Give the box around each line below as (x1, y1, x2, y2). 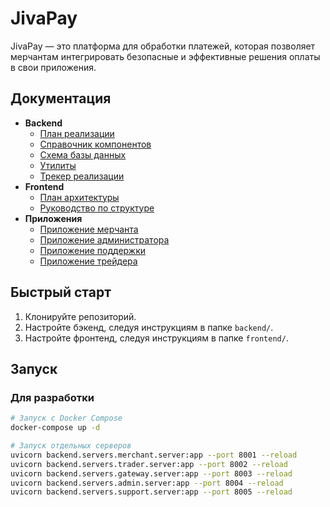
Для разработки (10, 390, 95, 404)
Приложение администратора (39, 233, 170, 246)
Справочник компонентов (39, 138, 152, 150)
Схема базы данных (39, 148, 127, 161)
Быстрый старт (10, 284, 112, 301)
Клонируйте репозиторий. (24, 310, 137, 322)
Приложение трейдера (39, 255, 138, 267)
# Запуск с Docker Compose (10, 413, 123, 424)
